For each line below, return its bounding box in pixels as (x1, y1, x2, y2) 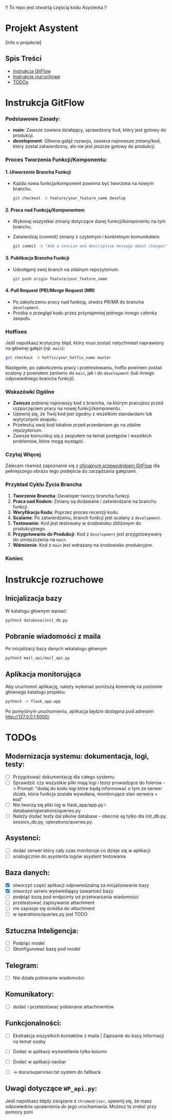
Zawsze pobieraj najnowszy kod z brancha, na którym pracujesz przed (12, 400, 163, 406)
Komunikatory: (5, 990, 54, 999)
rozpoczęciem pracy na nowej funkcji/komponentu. (12, 405, 122, 412)
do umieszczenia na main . (12, 536, 67, 542)
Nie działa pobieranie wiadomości (12, 974, 85, 981)
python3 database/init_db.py (5, 617, 68, 623)
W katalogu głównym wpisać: (5, 608, 68, 614)
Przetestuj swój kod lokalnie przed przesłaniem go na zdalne (12, 422, 141, 428)
